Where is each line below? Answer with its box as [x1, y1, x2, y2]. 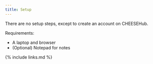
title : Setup [5, 7, 32, 12]
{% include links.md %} [5, 54, 53, 60]
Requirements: [5, 30, 34, 36]
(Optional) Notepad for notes [12, 44, 70, 50]
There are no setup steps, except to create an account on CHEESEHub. [5, 21, 149, 26]
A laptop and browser [12, 40, 56, 45]
